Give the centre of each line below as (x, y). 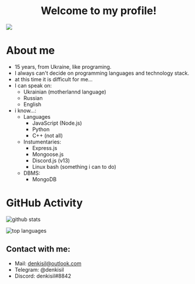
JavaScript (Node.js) (57, 123)
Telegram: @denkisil (39, 269)
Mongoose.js (48, 154)
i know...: (25, 111)
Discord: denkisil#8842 (43, 276)
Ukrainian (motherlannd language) (65, 92)
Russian (33, 98)
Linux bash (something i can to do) (74, 166)
